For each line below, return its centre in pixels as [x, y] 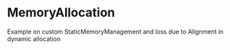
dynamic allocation [34, 38]
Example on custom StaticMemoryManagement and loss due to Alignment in [115, 32]
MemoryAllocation [61, 13]
